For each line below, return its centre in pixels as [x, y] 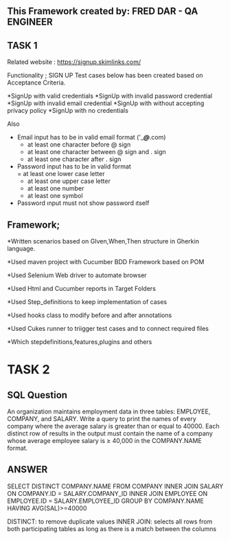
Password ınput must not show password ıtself [83, 203]
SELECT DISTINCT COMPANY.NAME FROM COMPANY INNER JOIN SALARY [115, 486]
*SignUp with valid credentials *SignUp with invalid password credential [110, 96]
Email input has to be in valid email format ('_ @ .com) [91, 138]
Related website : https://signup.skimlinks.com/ [74, 62]
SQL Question [37, 395]
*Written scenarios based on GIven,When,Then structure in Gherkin [103, 241]
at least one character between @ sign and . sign [96, 152]
